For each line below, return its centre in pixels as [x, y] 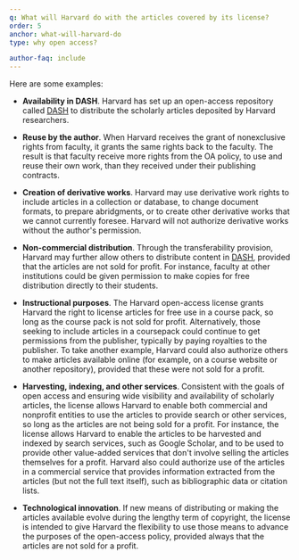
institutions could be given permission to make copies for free [136, 276]
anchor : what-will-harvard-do [66, 34]
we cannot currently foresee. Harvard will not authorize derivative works [155, 221]
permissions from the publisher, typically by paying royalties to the [145, 341]
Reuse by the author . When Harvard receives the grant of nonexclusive [154, 137]
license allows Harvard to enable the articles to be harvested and [141, 434]
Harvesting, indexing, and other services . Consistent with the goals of [153, 387]
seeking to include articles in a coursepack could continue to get [141, 332]
